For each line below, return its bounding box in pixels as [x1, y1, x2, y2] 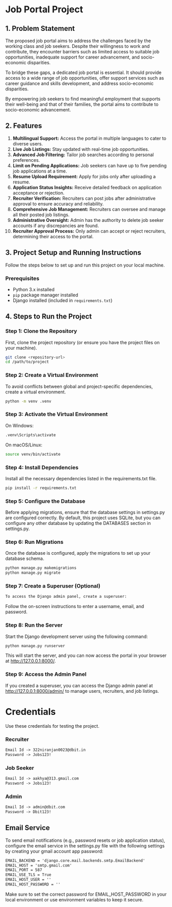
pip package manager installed [12, 292, 78, 298]
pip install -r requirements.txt [5, 485, 77, 490]
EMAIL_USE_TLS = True [5, 872, 52, 878]
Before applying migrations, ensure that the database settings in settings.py [5, 509, 165, 516]
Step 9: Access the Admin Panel [5, 671, 87, 678]
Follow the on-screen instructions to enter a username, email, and [5, 603, 144, 610]
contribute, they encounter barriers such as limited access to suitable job [5, 49, 160, 54]
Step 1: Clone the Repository [5, 328, 77, 335]
